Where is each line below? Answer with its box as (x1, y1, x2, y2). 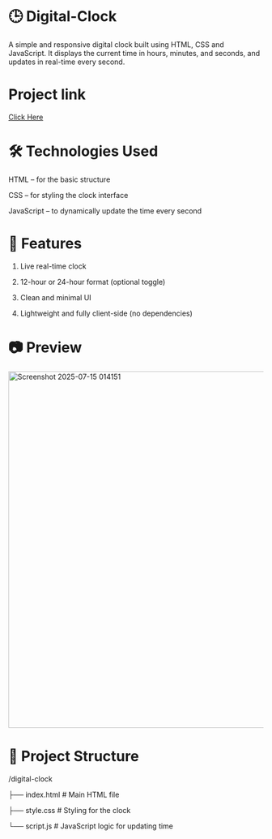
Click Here (8, 112, 44, 122)
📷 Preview (8, 338, 83, 356)
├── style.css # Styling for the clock (8, 805, 131, 815)
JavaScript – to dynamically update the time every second (8, 205, 202, 216)
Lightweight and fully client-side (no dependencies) (19, 308, 193, 318)
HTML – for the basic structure (8, 174, 111, 184)
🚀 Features (8, 234, 83, 252)
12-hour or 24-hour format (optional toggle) (19, 277, 166, 286)
